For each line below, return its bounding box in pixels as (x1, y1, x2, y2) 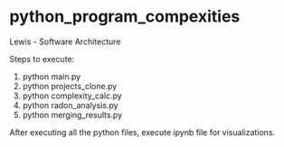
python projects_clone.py (22, 80, 118, 91)
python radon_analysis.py (22, 99, 119, 110)
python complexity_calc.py (22, 90, 122, 101)
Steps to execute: (9, 53, 75, 64)
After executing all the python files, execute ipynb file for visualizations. (9, 126, 276, 137)
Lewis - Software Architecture (9, 36, 121, 47)
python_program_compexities (9, 6, 241, 27)
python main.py (22, 70, 81, 82)
